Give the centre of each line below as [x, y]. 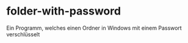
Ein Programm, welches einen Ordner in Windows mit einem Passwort [94, 28]
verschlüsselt [23, 34]
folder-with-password [63, 11]
